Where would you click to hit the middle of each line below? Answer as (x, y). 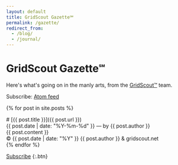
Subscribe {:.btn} (27, 156)
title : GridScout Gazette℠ (40, 17)
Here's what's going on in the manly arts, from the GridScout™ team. (89, 85)
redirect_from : (25, 28)
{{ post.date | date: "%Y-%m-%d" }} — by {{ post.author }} (78, 126)
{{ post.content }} (27, 132)
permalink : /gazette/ (33, 23)
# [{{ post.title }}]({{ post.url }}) (44, 119)
